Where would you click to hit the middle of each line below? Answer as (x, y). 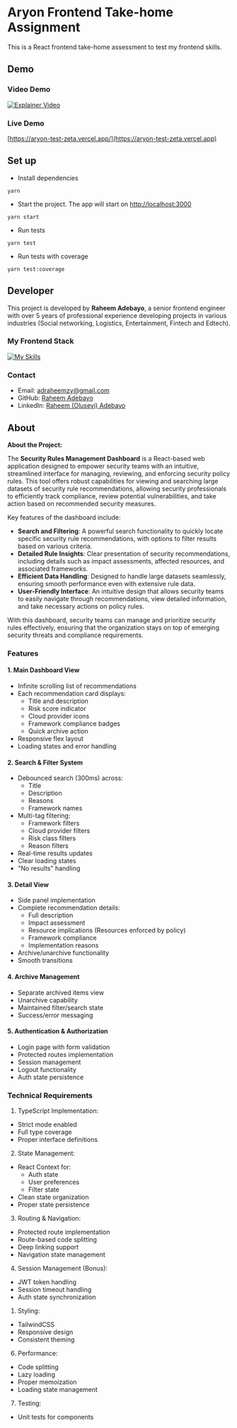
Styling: (29, 1311)
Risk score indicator (57, 709)
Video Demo (29, 89)
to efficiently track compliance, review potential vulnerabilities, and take (112, 496)
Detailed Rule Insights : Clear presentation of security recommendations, (124, 554)
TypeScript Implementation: (58, 1111)
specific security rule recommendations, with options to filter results (117, 538)
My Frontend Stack (41, 341)
